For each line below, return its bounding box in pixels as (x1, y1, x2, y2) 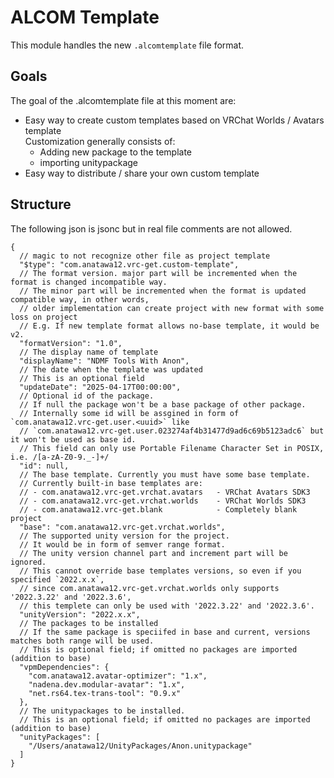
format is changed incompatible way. (10, 277, 168, 287)
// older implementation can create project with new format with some (19, 303, 325, 313)
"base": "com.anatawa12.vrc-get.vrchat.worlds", (19, 522, 226, 532)
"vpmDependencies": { (19, 662, 110, 672)
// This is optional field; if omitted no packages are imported (19, 644, 298, 655)
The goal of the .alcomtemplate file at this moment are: (10, 94, 237, 106)
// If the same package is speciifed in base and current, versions (19, 627, 311, 637)
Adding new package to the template (39, 146, 192, 158)
